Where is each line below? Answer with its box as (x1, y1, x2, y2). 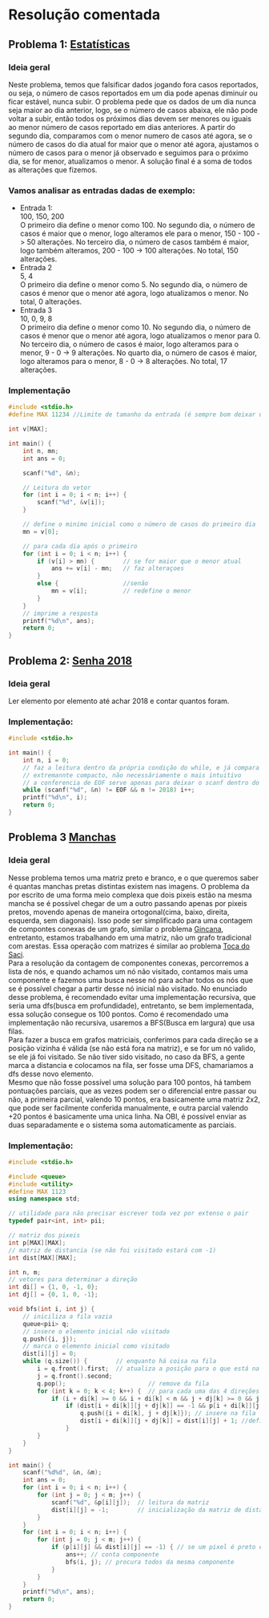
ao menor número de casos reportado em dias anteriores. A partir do (8, 122, 236, 131)
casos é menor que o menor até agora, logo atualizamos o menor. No (19, 289, 249, 298)
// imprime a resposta (22, 609, 98, 617)
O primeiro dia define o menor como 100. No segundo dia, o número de (19, 220, 255, 230)
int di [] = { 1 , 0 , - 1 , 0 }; (8, 1283, 98, 1292)
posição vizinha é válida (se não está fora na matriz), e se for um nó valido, (8, 1043, 256, 1053)
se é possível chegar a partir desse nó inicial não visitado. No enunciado (8, 984, 247, 993)
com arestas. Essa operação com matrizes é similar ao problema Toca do (8, 940, 251, 951)
